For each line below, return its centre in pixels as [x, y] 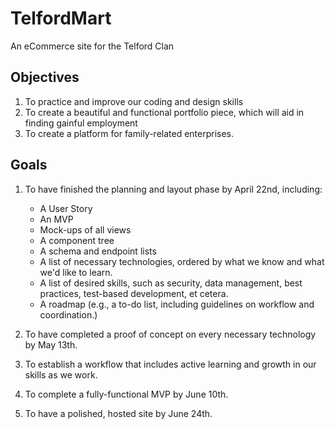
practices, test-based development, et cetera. [134, 293]
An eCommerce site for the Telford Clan [92, 46]
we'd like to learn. [76, 272]
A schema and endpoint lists [98, 251]
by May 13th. [51, 344]
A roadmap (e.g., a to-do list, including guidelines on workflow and [177, 304]
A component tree [77, 240]
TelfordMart [61, 18]
